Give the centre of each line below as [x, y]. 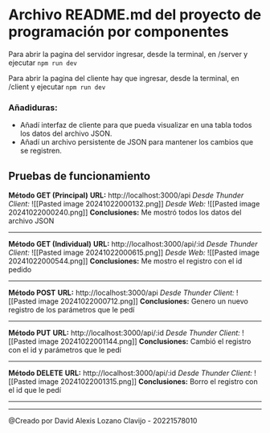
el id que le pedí [35, 390]
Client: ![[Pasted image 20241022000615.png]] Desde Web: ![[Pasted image [134, 253]
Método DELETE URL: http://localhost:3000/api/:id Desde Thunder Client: [131, 373]
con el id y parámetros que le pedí [65, 350]
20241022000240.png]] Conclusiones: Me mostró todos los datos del [125, 212]
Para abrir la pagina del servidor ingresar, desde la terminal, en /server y [128, 54]
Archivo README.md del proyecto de [135, 15]
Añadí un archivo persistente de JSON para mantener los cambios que [137, 142]
